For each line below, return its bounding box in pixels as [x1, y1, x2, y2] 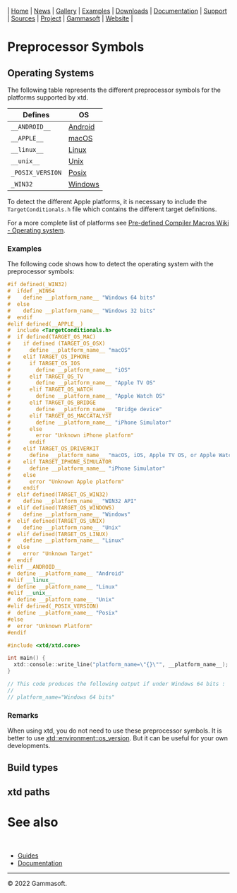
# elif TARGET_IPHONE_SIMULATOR [7, 458, 112, 466]
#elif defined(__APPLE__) [7, 320, 83, 328]
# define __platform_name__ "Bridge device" [7, 406, 162, 413]
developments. [7, 741, 51, 750]
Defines [23, 110, 50, 119]
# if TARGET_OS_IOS [7, 360, 80, 367]
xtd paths [7, 786, 51, 798]
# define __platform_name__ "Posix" [7, 610, 119, 617]
